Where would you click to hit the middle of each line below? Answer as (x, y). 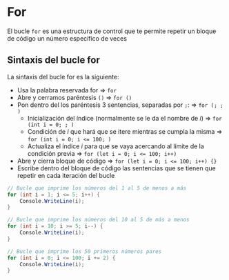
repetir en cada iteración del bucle (66, 175)
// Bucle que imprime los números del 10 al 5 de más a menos (98, 220)
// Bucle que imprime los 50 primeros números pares (84, 251)
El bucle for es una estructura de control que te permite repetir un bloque (112, 31)
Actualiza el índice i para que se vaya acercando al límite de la (116, 146)
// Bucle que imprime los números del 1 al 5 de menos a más (97, 188)
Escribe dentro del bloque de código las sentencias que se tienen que (116, 168)
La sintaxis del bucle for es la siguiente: (63, 77)
